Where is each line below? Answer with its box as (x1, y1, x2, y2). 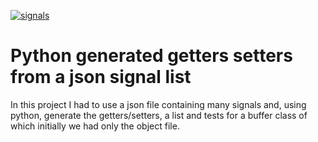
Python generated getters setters (10, 45, 293, 67)
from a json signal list (10, 66, 192, 89)
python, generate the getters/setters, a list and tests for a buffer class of (10, 109, 308, 121)
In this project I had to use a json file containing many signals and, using (10, 98, 307, 110)
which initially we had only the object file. (10, 120, 180, 132)
